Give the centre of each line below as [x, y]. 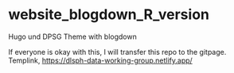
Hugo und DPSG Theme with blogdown [72, 36]
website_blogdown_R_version [109, 15]
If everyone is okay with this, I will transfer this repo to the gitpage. [117, 52]
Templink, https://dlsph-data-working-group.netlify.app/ [100, 60]
